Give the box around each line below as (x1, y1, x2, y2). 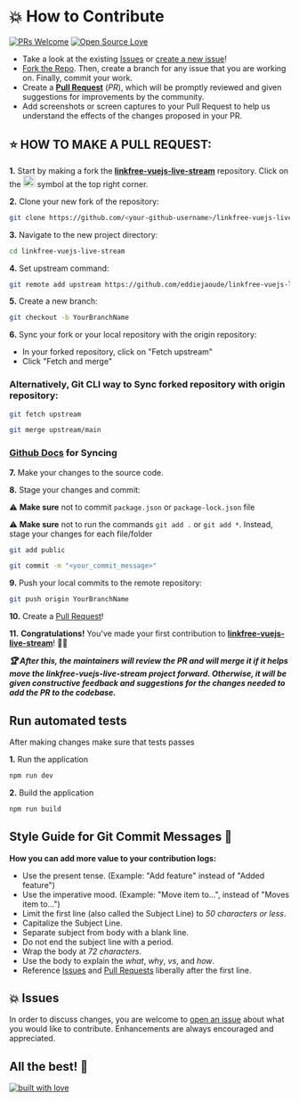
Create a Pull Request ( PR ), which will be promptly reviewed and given (21, 82, 282, 93)
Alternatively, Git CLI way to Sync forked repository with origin (9, 379, 286, 391)
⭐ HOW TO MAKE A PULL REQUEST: (9, 137, 212, 152)
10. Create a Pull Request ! (9, 611, 104, 622)
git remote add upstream (9, 280, 101, 289)
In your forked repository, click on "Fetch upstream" (21, 347, 214, 357)
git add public (9, 545, 66, 554)
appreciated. (9, 1033, 56, 1044)
